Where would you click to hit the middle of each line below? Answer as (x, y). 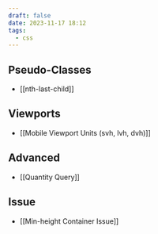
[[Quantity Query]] (50, 177)
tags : (17, 30)
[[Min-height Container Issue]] (69, 221)
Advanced (34, 158)
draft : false (30, 15)
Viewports (34, 114)
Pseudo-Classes (50, 69)
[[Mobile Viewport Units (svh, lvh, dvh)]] (85, 132)
